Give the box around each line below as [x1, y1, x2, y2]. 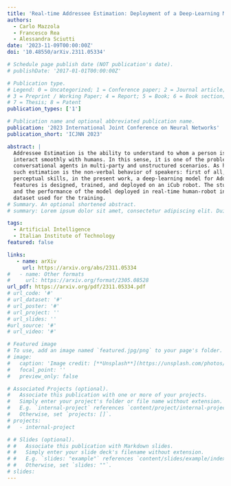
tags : [7, 220, 23, 227]
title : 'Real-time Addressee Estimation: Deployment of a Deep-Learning [7, 10, 220, 17]
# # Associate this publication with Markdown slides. [7, 443, 174, 449]
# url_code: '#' [7, 290, 54, 297]
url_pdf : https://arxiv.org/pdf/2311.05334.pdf [7, 283, 146, 290]
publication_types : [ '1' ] [7, 105, 81, 112]
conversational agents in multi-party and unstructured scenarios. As [13, 163, 220, 170]
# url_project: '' [7, 309, 60, 316]
